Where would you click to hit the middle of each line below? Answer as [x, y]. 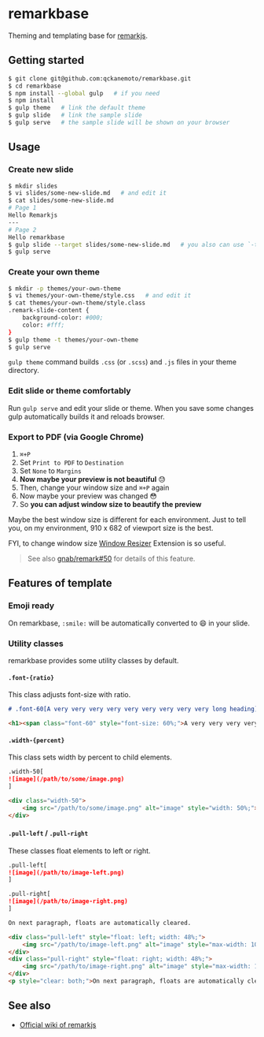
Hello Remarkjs [33, 215]
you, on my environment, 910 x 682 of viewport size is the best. [111, 528]
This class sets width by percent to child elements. [90, 757]
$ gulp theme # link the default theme [77, 108]
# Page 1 [22, 208]
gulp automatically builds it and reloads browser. [86, 416]
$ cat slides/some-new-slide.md [61, 201]
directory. [24, 371]
